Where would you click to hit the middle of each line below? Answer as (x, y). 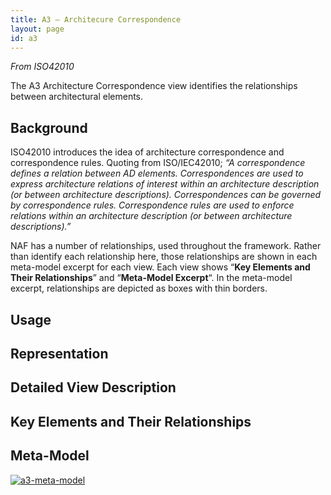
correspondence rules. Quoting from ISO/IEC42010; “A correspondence (158, 163)
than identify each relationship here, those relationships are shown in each (164, 257)
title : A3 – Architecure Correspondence (96, 19)
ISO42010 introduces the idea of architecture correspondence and (147, 152)
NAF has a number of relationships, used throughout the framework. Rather (166, 246)
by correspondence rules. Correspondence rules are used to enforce (152, 205)
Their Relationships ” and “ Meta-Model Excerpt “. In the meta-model (151, 278)
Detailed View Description (93, 387)
